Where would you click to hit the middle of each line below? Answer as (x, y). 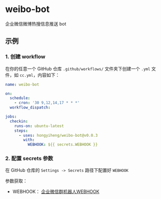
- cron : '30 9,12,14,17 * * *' (47, 103)
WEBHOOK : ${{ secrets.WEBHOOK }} (63, 145)
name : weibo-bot (22, 84)
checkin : (19, 121)
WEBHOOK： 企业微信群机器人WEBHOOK (56, 191)
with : (29, 140)
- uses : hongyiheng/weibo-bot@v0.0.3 (58, 135)
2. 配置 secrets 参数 (29, 158)
